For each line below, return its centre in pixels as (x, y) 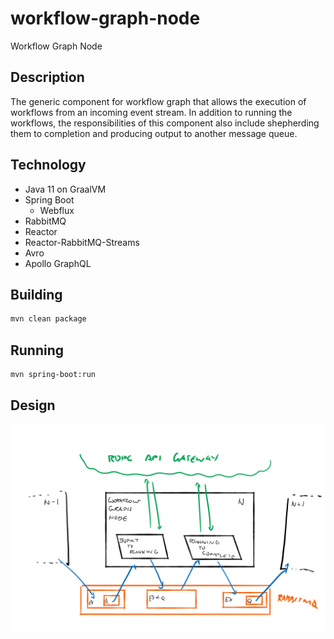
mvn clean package (48, 319)
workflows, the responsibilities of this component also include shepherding (165, 123)
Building (36, 294)
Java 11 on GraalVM (65, 189)
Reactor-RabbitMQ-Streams (82, 242)
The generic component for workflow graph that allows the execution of (158, 101)
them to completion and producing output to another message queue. (154, 133)
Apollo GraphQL (58, 263)
